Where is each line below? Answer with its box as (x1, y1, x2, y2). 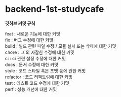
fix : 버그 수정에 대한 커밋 (5, 37, 53, 43)
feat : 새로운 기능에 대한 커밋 (5, 31, 61, 36)
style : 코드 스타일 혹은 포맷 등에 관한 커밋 (5, 67, 86, 73)
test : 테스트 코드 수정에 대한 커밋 (5, 80, 69, 86)
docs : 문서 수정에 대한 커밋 (5, 62, 58, 67)
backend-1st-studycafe (5, 3, 104, 15)
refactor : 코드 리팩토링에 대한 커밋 (5, 74, 73, 80)
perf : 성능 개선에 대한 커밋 (5, 86, 57, 92)
